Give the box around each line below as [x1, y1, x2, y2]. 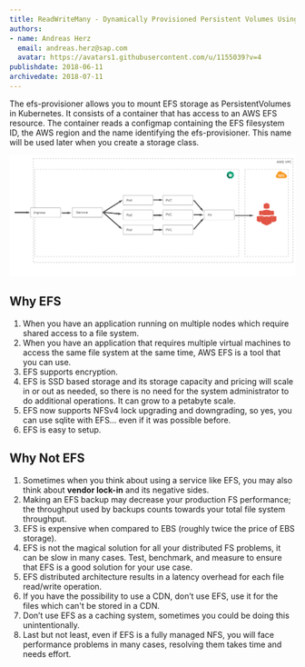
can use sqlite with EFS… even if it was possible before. [22, 414, 231, 425]
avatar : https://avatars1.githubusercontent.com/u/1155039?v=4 [17, 53, 261, 63]
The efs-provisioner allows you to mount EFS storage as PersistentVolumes [9, 98, 291, 109]
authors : [9, 24, 43, 34]
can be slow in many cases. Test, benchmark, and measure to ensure [22, 552, 283, 562]
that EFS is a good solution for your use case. [22, 562, 193, 572]
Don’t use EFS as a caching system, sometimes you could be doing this [22, 610, 290, 621]
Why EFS [9, 294, 62, 309]
